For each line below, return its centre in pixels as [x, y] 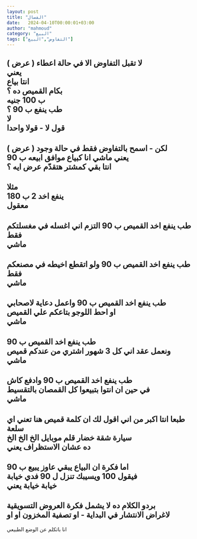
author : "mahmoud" [29, 28]
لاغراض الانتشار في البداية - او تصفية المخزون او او [88, 515]
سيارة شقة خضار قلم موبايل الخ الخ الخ [69, 437]
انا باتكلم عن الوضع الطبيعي [37, 529]
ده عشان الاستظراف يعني [49, 447]
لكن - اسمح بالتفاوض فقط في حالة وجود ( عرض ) [87, 148]
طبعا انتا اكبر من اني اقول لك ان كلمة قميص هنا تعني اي [96, 419]
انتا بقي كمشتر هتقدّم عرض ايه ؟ [59, 167]
